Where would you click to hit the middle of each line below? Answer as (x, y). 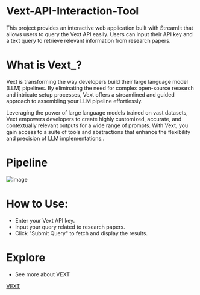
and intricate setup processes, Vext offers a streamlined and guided (90, 94)
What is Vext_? (44, 65)
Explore (26, 257)
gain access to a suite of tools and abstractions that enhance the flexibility (98, 132)
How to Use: (37, 204)
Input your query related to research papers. (70, 227)
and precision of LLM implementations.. (55, 138)
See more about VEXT (42, 274)
